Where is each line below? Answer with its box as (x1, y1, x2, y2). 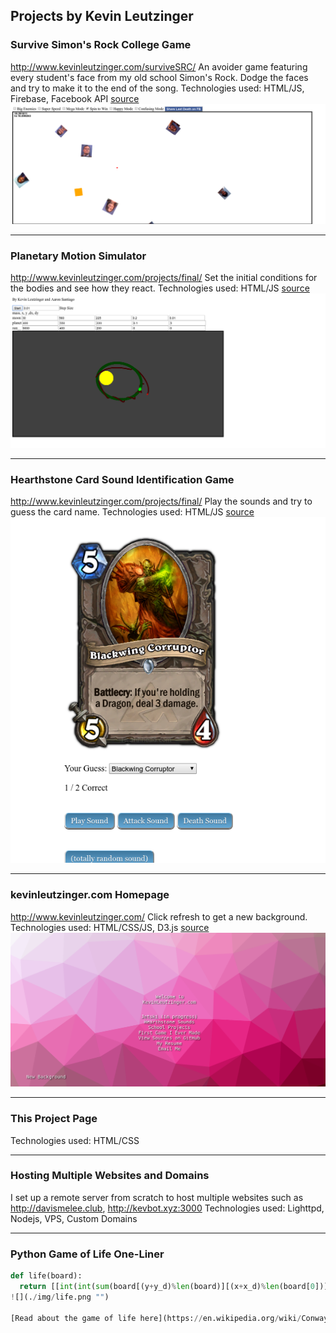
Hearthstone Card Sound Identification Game (10, 472, 235, 486)
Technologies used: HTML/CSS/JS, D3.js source (10, 921, 210, 933)
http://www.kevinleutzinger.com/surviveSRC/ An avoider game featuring (10, 60, 308, 73)
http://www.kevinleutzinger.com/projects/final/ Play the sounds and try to (10, 495, 313, 508)
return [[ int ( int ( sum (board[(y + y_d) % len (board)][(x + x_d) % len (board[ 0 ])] (19, 1282, 329, 1292)
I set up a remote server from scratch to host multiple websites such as (10, 1191, 304, 1203)
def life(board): (10, 1271, 83, 1281)
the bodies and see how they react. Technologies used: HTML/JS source (10, 282, 310, 294)
